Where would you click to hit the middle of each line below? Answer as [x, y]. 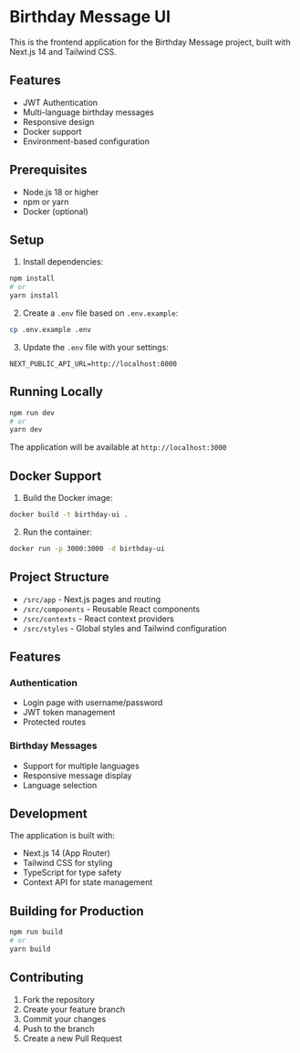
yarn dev [26, 430]
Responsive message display [77, 775]
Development [49, 814]
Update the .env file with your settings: [95, 347]
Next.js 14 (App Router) [67, 853]
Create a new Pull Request [72, 1038]
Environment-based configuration [86, 141]
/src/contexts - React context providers [98, 619]
